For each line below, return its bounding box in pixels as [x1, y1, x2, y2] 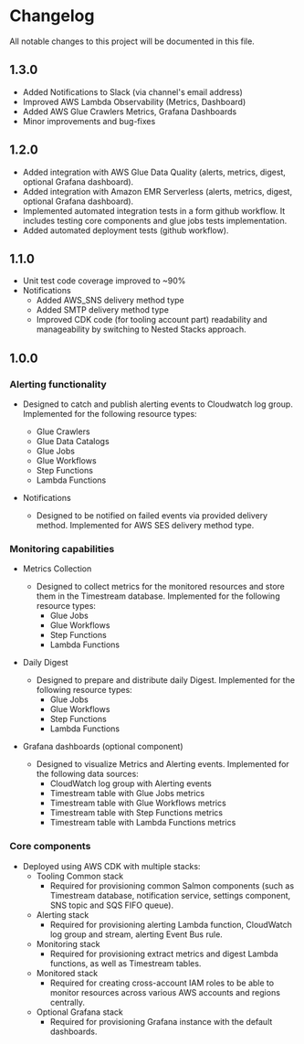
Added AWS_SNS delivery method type [36, 294, 184, 306]
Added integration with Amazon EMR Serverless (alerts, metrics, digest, [22, 186, 293, 197]
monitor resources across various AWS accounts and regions [49, 986, 281, 997]
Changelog [9, 5, 95, 27]
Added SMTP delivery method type [36, 304, 169, 315]
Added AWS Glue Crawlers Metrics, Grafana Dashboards [22, 106, 237, 117]
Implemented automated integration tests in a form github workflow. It [22, 205, 286, 216]
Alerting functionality [9, 378, 107, 390]
